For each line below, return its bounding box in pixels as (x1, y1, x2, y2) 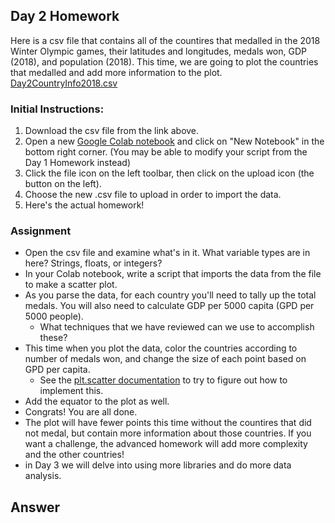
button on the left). (24, 178, 102, 190)
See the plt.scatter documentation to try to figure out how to (39, 374, 288, 386)
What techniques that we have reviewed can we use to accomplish (39, 321, 315, 333)
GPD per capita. (24, 364, 91, 376)
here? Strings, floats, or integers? (24, 257, 163, 269)
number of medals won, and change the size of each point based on (24, 353, 307, 365)
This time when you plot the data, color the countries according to (24, 342, 298, 354)
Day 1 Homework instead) (24, 157, 132, 169)
